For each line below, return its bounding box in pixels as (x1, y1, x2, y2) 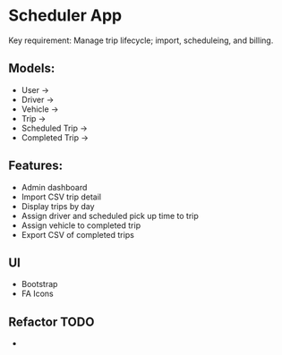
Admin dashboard (21, 182, 88, 192)
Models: (8, 61, 56, 76)
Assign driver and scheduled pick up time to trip (21, 210, 199, 221)
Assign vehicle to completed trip (21, 220, 141, 231)
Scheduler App (8, 5, 123, 26)
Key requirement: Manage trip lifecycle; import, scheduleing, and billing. (8, 35, 274, 46)
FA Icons (21, 288, 55, 300)
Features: (8, 158, 64, 173)
